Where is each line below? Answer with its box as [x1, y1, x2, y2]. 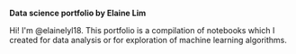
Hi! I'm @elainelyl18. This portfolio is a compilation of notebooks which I [9, 25, 275, 35]
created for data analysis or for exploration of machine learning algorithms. [9, 35, 288, 45]
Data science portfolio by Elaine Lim [9, 8, 147, 18]
